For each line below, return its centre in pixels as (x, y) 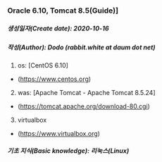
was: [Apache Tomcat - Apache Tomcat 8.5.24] (87, 93)
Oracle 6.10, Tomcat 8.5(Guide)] (63, 11)
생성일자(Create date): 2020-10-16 (58, 28)
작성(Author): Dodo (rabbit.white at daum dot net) (81, 47)
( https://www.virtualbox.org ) (59, 134)
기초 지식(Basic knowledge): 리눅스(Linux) (68, 151)
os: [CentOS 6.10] (43, 66)
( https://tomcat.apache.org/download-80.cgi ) (83, 106)
